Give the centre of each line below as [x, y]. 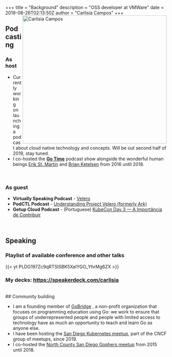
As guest [17, 187]
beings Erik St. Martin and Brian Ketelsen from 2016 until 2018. [78, 164]
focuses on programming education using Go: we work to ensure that [86, 311]
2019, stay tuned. [31, 153]
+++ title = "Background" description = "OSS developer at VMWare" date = [85, 7]
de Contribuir [27, 215]
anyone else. [26, 328]
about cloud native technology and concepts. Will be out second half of [91, 148]
